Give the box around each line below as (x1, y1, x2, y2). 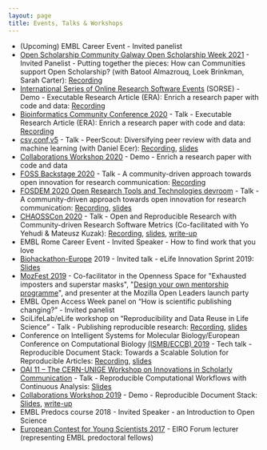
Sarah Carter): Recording (19, 75, 102, 85)
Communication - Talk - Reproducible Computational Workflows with (19, 373, 247, 383)
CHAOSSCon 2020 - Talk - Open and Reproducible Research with (19, 211, 237, 221)
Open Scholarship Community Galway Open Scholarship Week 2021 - (19, 50, 249, 59)
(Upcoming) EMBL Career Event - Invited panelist (19, 41, 182, 50)
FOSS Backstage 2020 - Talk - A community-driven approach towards (19, 169, 252, 179)
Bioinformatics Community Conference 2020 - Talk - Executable (19, 109, 232, 119)
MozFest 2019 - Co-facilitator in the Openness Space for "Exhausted (19, 271, 246, 280)
